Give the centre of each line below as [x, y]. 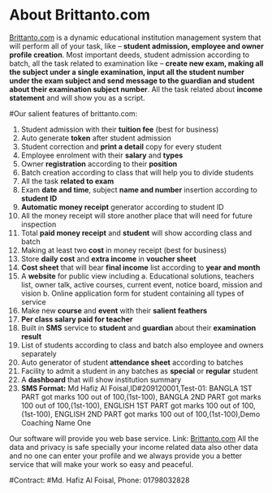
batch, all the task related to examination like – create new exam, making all [136, 63]
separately [39, 353]
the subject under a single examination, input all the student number [127, 71]
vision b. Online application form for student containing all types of [132, 293]
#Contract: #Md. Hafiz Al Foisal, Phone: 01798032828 [99, 480]
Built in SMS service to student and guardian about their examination [138, 327]
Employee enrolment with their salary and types [102, 155]
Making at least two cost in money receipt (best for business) [124, 250]
